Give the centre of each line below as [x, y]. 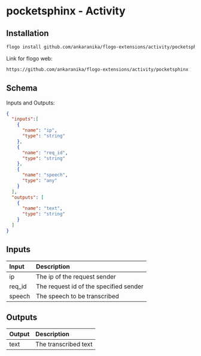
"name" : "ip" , [40, 130]
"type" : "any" [40, 181]
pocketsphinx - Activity [66, 11]
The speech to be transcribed [77, 296]
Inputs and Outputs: [31, 103]
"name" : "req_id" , [45, 152]
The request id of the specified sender [89, 286]
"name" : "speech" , [45, 175]
